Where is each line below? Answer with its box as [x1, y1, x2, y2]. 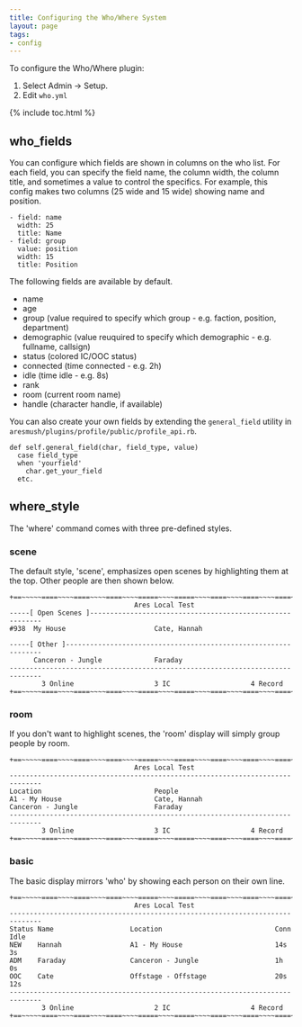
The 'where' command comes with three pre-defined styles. [9, 523, 232, 534]
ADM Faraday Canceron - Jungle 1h [9, 956, 283, 965]
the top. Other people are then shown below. [9, 575, 174, 586]
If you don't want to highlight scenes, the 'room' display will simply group [9, 728, 280, 739]
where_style [9, 499, 80, 514]
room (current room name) [22, 389, 121, 401]
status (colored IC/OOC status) [22, 351, 138, 362]
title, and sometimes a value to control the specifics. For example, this [9, 176, 268, 187]
